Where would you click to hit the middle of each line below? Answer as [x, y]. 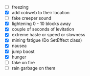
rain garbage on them [34, 68]
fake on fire [23, 62]
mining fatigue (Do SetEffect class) [47, 40]
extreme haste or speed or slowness [48, 35]
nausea [19, 46]
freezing [20, 7]
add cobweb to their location [41, 13]
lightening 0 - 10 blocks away [41, 24]
